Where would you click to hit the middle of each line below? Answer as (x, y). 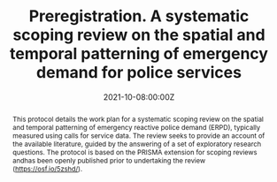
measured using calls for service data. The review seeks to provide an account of (138, 136)
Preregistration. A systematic (139, 16)
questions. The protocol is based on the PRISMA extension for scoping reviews (135, 152)
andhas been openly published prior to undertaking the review (108, 160)
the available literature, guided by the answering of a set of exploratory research (137, 144)
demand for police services (139, 73)
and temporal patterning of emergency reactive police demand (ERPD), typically (136, 127)
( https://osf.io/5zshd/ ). (47, 168)
